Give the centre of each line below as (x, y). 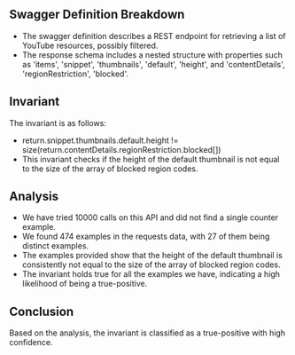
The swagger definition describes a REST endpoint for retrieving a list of (154, 35)
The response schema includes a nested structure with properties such (152, 55)
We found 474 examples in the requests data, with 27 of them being (146, 237)
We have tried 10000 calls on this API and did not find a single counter (150, 217)
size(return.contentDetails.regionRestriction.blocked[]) (121, 149)
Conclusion (42, 311)
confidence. (31, 343)
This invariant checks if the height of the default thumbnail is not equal (151, 159)
